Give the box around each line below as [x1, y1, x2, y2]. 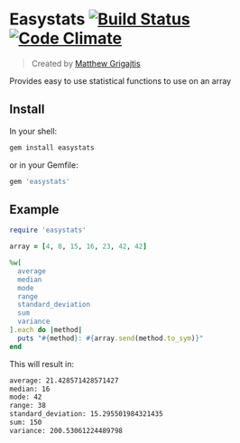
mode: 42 [9, 392, 42, 401]
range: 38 [9, 401, 47, 411]
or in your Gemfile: [9, 159, 78, 171]
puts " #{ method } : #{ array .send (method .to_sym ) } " [17, 334, 204, 343]
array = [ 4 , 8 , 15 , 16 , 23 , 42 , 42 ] [9, 242, 147, 252]
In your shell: [9, 125, 58, 136]
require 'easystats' [9, 226, 88, 235]
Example [9, 201, 60, 217]
